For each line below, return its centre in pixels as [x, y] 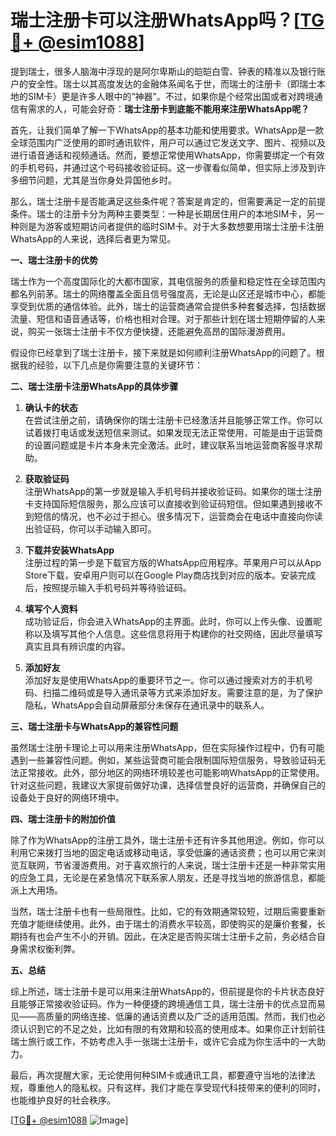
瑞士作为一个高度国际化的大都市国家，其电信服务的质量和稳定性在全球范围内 [168, 281]
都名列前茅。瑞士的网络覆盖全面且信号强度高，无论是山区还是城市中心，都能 [168, 293]
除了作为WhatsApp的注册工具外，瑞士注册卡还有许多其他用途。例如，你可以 [167, 840]
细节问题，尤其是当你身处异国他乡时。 [97, 180]
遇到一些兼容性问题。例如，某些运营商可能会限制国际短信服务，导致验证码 [163, 760]
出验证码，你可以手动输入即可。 [90, 528]
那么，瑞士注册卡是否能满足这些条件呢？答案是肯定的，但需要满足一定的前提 [168, 201]
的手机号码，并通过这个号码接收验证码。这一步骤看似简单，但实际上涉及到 [163, 167]
